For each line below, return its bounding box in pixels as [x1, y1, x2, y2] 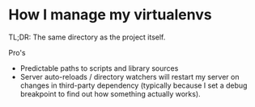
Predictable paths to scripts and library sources [19, 63, 179, 73]
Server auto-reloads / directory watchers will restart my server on [19, 72, 240, 81]
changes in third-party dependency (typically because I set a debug [19, 80, 248, 90]
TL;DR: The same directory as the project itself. [8, 32, 166, 42]
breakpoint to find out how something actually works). [19, 88, 201, 98]
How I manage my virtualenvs [8, 6, 212, 24]
